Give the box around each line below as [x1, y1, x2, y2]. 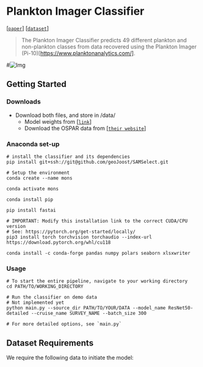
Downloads [6, 97, 41, 106]
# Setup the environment [6, 170, 70, 176]
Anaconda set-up [6, 140, 60, 148]
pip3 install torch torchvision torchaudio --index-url [6, 234, 152, 240]
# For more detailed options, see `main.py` [6, 321, 122, 327]
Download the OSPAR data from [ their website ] [24, 124, 147, 132]
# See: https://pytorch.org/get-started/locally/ [6, 229, 136, 235]
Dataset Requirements [6, 338, 94, 348]
